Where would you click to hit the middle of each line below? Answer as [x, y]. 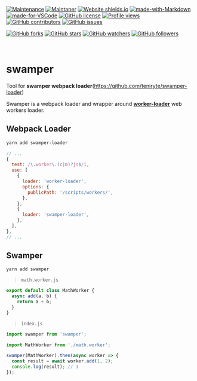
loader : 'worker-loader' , [54, 181]
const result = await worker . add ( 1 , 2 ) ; [62, 361]
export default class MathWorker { [50, 291]
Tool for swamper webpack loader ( [50, 86]
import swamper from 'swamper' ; [46, 334]
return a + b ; [34, 302]
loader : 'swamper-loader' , [56, 215]
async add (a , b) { [35, 296]
